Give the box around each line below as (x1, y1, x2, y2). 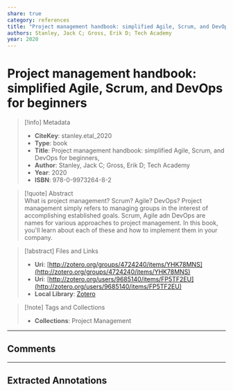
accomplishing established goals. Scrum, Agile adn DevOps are (24, 211, 206, 220)
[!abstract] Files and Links (24, 247, 98, 255)
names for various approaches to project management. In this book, (24, 219, 218, 227)
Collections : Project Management (34, 317, 132, 325)
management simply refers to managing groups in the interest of (24, 204, 209, 212)
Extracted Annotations (7, 375, 107, 387)
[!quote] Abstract (24, 189, 74, 198)
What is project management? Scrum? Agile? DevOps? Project (24, 197, 202, 205)
